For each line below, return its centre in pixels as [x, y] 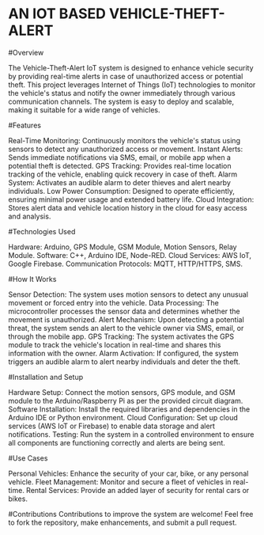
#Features [25, 125]
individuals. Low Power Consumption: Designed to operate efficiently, [122, 191]
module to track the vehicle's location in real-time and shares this [115, 344]
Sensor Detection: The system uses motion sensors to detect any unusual [128, 294]
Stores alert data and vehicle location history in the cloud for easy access [128, 207]
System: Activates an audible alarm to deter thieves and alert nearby [120, 182]
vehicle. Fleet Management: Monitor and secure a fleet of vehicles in [120, 482]
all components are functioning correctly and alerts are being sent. [117, 442]
